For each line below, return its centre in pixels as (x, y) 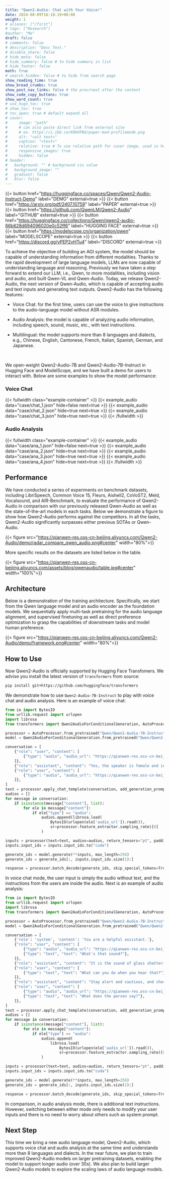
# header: (16, 160)
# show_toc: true (23, 109)
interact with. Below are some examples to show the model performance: (81, 376)
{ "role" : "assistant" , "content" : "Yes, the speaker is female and (86, 766)
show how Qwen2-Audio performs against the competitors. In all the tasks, (83, 517)
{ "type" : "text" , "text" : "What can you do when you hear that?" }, (95, 973)
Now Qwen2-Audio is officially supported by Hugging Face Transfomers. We (84, 671)
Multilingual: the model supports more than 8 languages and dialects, (84, 335)
